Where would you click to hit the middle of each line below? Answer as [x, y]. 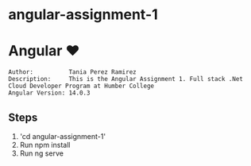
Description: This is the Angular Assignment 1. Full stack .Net [126, 79]
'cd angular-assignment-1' [62, 136]
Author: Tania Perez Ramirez [72, 72]
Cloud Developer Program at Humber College [81, 86]
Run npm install [45, 145]
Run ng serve [41, 153]
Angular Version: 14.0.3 [49, 93]
